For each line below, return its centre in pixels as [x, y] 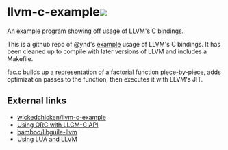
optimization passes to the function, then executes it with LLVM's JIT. [105, 79]
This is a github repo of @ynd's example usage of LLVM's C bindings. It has [114, 44]
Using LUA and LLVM [47, 139]
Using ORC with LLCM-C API [58, 125]
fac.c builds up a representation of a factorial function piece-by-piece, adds [114, 72]
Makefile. [20, 58]
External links [37, 101]
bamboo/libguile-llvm [47, 132]
